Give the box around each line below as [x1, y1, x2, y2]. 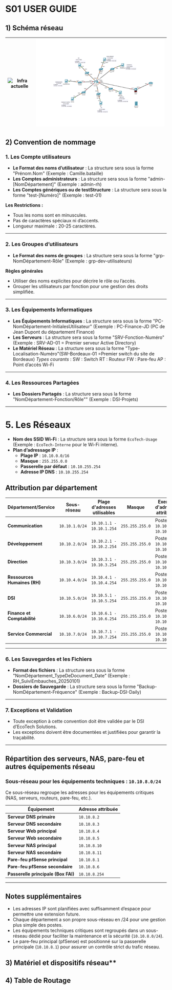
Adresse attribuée [78, 806, 118, 812]
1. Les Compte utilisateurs [5, 153, 71, 160]
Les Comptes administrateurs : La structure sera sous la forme [12, 176, 147, 182]
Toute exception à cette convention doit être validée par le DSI [12, 718, 144, 725]
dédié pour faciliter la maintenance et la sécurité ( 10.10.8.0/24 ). [28, 932, 164, 939]
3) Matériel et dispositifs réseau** [5, 959, 117, 967]
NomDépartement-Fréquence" [12, 689, 78, 695]
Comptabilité [7, 616, 36, 622]
